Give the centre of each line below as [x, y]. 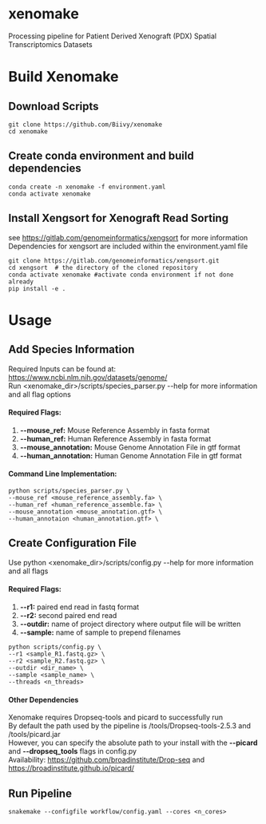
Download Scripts [54, 106]
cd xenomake [28, 131]
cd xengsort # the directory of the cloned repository [103, 267]
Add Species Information [71, 349]
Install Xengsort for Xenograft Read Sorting [119, 218]
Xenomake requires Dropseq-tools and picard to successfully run [116, 717]
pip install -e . [37, 288]
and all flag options [40, 394]
